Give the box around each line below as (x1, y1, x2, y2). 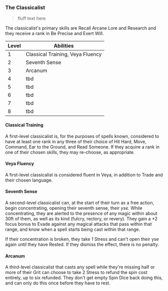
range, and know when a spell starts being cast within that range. (5, 226, 140, 232)
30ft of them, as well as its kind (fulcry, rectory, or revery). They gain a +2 (5, 215, 158, 222)
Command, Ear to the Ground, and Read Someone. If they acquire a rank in (5, 143, 159, 150)
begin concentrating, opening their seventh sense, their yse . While (5, 205, 143, 211)
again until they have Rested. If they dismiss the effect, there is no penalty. (5, 241, 159, 247)
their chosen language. (5, 177, 53, 183)
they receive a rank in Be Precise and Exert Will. (5, 31, 104, 37)
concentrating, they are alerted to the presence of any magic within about (5, 210, 157, 216)
